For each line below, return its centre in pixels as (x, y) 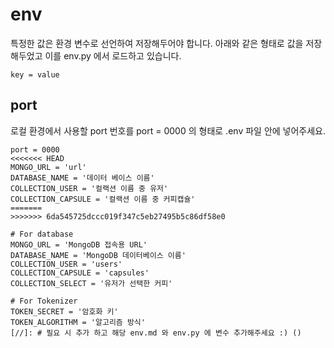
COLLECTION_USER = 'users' (66, 264)
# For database (42, 234)
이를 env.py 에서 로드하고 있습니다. (113, 55)
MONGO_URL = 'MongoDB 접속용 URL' (79, 244)
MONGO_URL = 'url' (48, 167)
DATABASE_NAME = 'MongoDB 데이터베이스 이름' (98, 255)
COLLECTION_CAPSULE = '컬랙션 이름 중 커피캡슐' (103, 199)
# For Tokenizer (44, 301)
